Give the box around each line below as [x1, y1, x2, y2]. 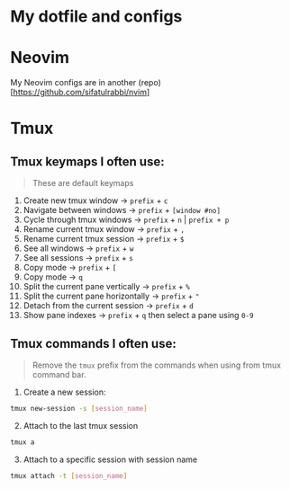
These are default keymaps [32, 178, 134, 189]
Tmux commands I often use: [10, 335, 177, 351]
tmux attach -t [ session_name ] [10, 471, 128, 480]
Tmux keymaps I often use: [10, 154, 165, 169]
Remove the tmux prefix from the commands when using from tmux [32, 360, 282, 370]
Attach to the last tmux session [23, 420, 139, 431]
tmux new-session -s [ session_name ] [10, 404, 148, 413]
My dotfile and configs [10, 6, 183, 27]
